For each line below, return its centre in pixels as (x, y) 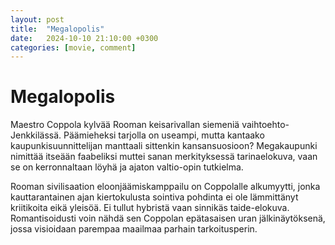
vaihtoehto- (265, 125)
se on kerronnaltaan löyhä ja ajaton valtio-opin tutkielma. (127, 167)
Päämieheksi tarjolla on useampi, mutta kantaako (164, 135)
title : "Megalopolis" (57, 29)
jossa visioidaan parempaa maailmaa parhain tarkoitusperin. (134, 229)
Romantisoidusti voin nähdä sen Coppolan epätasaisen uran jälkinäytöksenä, (168, 218)
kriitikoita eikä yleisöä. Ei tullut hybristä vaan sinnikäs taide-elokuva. (150, 208)
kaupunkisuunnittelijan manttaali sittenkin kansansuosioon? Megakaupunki (164, 146)
